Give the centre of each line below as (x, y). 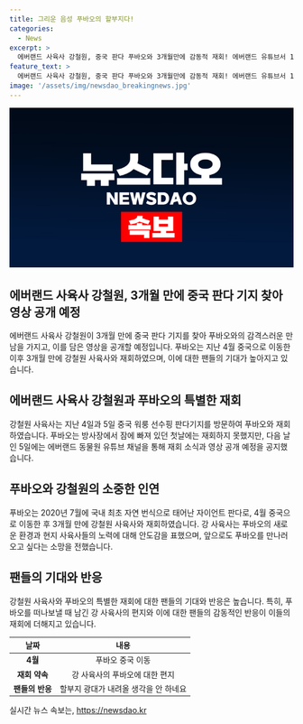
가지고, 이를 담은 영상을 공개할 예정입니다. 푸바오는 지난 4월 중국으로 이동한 (158, 347)
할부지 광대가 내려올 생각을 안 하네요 (124, 688)
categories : (32, 28)
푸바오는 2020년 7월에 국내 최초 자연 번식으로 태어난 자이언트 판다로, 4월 (138, 512)
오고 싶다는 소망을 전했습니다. (61, 546)
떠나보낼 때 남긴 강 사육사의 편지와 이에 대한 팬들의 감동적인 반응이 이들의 (162, 612)
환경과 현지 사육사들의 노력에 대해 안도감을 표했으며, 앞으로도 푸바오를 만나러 (153, 535)
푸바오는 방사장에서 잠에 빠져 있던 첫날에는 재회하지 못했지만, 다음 (165, 435)
